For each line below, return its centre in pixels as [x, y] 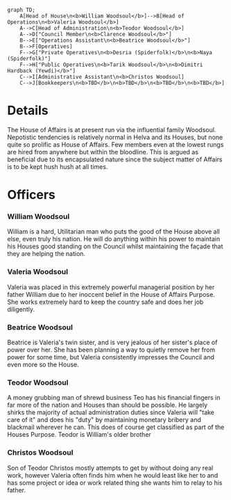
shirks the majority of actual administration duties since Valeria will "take [111, 412]
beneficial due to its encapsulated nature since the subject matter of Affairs [115, 159]
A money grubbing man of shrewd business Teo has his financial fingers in [114, 398]
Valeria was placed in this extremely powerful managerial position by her [111, 287]
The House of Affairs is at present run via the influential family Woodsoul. [112, 129]
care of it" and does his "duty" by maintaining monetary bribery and [104, 420]
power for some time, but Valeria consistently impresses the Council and [111, 357]
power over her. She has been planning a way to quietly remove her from [111, 350]
